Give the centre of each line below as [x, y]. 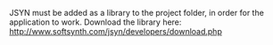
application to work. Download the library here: [95, 22]
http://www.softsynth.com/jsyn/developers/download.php [116, 31]
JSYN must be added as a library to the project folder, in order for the [137, 13]
